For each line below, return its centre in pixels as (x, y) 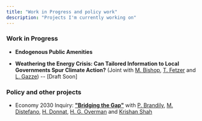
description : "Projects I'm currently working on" (71, 18)
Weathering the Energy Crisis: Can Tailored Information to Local (97, 64)
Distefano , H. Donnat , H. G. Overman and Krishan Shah (83, 112)
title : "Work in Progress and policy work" (62, 12)
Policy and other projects (44, 92)
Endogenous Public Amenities (54, 51)
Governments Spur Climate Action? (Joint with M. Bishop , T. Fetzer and (105, 70)
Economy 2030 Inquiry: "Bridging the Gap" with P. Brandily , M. (94, 105)
